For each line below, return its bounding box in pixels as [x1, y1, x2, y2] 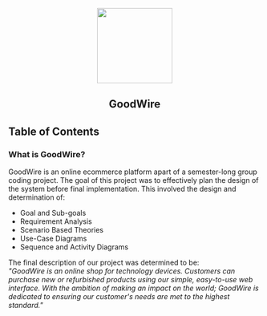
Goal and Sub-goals [19, 209, 87, 218]
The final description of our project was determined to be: [8, 257, 200, 268]
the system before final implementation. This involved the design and [8, 184, 237, 194]
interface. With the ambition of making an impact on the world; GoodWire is [8, 283, 259, 293]
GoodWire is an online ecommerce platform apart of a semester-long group [8, 167, 258, 176]
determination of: [8, 192, 66, 202]
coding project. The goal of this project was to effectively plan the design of [8, 176, 259, 185]
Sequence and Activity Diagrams [19, 242, 129, 252]
